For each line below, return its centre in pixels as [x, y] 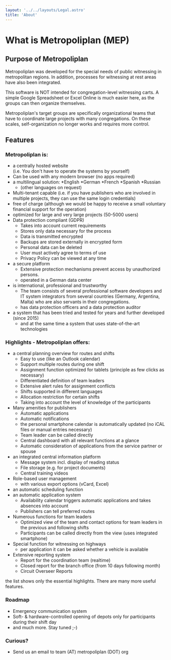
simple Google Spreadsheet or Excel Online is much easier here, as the [80, 97]
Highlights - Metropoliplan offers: [48, 342]
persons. [30, 275]
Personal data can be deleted [51, 247]
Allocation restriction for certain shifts [60, 397]
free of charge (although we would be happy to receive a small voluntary [89, 204]
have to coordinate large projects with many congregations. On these [78, 118]
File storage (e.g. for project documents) [63, 468]
